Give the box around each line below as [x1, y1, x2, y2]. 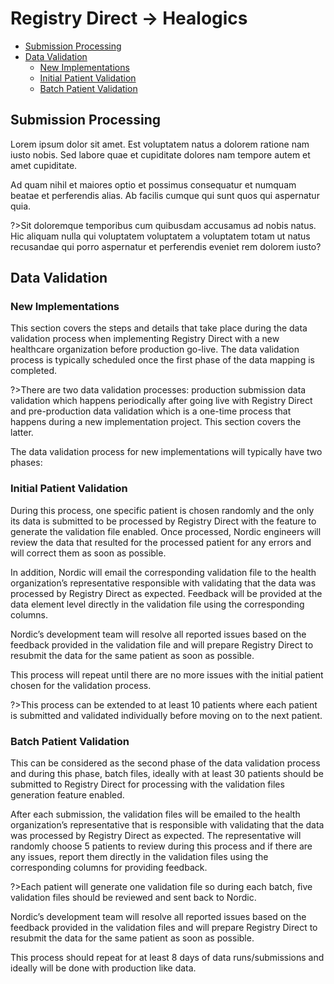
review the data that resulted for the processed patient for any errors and [10, 536, 312, 548]
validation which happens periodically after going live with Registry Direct [10, 395, 313, 407]
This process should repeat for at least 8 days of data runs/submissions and [10, 952, 325, 964]
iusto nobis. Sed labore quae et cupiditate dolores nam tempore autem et [10, 148, 311, 161]
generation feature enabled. [10, 789, 125, 801]
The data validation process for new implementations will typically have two [10, 446, 323, 458]
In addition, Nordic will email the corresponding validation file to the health [10, 566, 317, 578]
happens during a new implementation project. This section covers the [10, 416, 302, 428]
